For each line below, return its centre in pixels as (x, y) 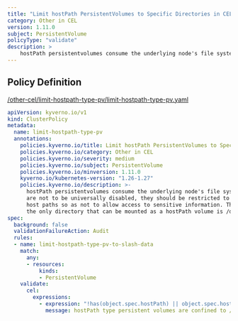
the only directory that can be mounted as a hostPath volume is (124, 211)
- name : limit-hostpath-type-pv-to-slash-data (84, 245)
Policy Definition (45, 82)
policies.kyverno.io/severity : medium (77, 158)
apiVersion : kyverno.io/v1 (47, 112)
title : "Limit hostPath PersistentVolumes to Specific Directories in (114, 14)
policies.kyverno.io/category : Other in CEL (87, 152)
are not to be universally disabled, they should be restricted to (128, 198)
